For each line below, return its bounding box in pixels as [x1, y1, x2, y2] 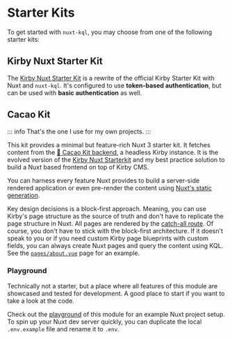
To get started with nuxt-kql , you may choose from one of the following [7, 28, 213, 36]
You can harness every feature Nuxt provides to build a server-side [7, 176, 200, 185]
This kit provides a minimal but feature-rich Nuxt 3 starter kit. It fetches [7, 140, 210, 149]
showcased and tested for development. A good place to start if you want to [7, 289, 225, 297]
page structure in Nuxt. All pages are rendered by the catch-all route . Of [7, 219, 214, 227]
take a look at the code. [7, 297, 75, 305]
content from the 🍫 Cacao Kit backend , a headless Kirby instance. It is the [7, 148, 219, 156]
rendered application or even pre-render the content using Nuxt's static [7, 183, 212, 192]
